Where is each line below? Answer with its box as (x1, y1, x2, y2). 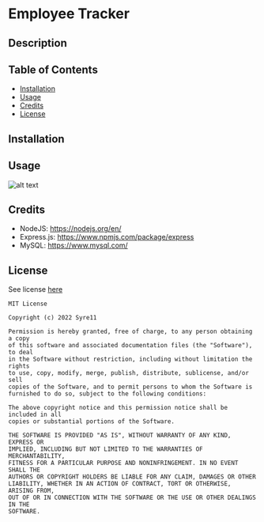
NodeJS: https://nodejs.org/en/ (19, 224, 122, 233)
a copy (8, 335, 30, 342)
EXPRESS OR (8, 438, 44, 447)
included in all (8, 410, 62, 419)
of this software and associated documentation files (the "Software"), (8, 342, 253, 350)
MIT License (8, 300, 47, 308)
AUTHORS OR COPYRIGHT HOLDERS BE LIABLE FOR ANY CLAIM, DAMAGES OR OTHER (8, 473, 257, 481)
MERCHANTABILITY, (8, 452, 66, 460)
